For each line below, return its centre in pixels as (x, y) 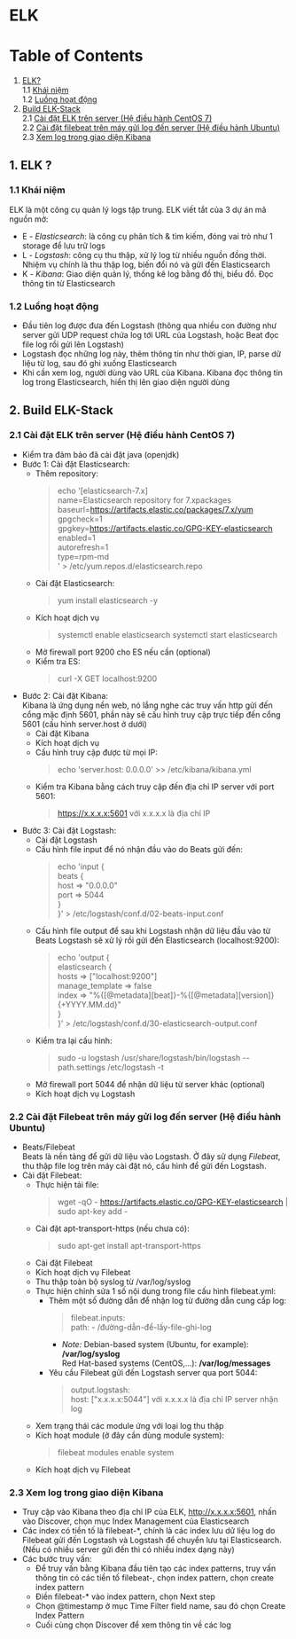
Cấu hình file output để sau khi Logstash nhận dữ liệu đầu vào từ (153, 930)
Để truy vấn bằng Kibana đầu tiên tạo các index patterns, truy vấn (156, 1568)
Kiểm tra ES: (58, 661)
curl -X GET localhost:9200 (107, 678)
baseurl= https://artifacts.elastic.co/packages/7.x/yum (156, 509)
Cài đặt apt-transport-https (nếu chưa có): (112, 1228)
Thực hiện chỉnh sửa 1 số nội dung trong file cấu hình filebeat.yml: (156, 1291)
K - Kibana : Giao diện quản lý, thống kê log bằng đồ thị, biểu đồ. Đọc (148, 274)
